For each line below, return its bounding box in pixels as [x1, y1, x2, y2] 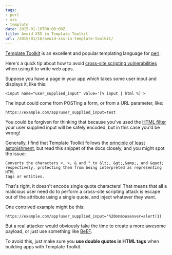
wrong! [5, 129, 21, 136]
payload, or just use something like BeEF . [5, 228, 92, 234]
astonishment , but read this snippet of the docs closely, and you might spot [5, 145, 165, 151]
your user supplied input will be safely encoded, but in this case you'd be [5, 124, 160, 130]
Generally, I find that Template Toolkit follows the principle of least [5, 140, 145, 146]
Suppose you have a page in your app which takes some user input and [5, 75, 157, 82]
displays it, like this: [5, 81, 47, 87]
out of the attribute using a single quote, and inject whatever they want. [5, 193, 157, 200]
